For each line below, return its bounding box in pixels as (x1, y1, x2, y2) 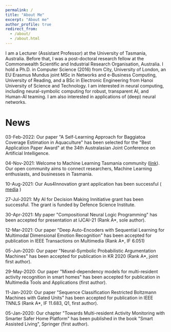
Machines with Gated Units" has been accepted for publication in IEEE (5, 295, 154, 301)
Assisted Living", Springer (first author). (5, 321, 89, 327)
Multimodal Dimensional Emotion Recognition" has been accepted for (5, 232, 152, 238)
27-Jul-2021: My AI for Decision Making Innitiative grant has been (5, 196, 144, 202)
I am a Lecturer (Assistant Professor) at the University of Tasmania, (5, 50, 147, 56)
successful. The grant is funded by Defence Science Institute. (5, 202, 136, 208)
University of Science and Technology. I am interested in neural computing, (5, 82, 164, 88)
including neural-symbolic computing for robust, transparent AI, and (5, 88, 149, 94)
